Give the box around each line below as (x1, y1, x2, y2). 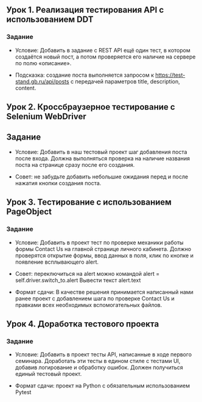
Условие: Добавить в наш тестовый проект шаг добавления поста (15, 148, 187, 155)
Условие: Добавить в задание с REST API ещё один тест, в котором (15, 46, 190, 54)
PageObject (6, 206, 52, 217)
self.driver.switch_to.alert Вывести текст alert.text (15, 277, 141, 284)
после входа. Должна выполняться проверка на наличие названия (15, 155, 190, 162)
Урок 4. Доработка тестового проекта (6, 319, 159, 329)
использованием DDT (6, 15, 94, 25)
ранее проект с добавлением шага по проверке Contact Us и (15, 295, 175, 302)
